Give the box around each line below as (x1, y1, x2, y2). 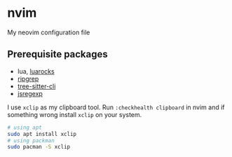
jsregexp (17, 89, 43, 97)
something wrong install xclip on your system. (7, 110, 142, 118)
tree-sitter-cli (17, 82, 56, 90)
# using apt (7, 124, 42, 131)
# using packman (7, 137, 55, 144)
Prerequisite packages (7, 48, 109, 60)
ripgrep (17, 74, 39, 83)
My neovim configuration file (7, 28, 90, 36)
